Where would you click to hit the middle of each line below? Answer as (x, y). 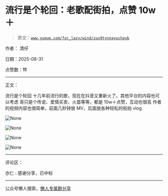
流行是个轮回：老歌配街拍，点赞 (71, 10)
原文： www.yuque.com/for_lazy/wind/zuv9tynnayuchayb (73, 38)
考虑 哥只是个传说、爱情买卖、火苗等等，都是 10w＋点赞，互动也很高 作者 (85, 102)
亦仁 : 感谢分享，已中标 (29, 173)
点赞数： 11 (16, 69)
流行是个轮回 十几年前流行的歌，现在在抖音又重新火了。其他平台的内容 (78, 95)
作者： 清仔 (17, 48)
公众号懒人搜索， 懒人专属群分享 (38, 188)
